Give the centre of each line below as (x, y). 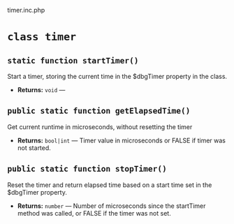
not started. (34, 148)
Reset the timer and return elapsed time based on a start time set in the (110, 185)
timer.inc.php (26, 10)
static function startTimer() (73, 60)
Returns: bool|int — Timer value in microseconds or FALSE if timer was (121, 140)
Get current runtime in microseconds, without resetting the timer (100, 127)
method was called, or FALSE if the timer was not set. (94, 213)
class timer (42, 37)
